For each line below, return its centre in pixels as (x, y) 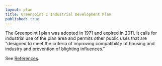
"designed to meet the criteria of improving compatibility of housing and (80, 44)
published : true (22, 19)
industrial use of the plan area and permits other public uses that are (76, 38)
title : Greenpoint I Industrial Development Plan (58, 14)
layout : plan (19, 10)
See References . (22, 59)
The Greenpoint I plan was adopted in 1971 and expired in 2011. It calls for (81, 33)
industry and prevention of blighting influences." (55, 49)
